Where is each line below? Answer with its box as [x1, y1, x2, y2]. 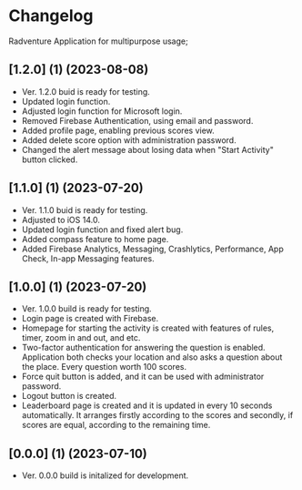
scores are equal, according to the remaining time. [21, 420, 211, 431]
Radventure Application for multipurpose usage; [8, 36, 188, 46]
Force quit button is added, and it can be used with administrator [21, 371, 265, 383]
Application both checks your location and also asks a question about [21, 352, 283, 362]
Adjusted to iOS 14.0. [21, 214, 101, 225]
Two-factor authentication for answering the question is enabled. [21, 342, 266, 353]
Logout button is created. [21, 391, 117, 402]
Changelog [8, 5, 94, 26]
